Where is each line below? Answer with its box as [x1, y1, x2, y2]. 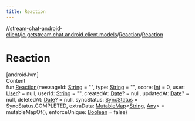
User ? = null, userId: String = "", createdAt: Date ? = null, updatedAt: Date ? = [6, 89, 190, 97]
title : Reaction [6, 8, 46, 15]
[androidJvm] [6, 71, 39, 78]
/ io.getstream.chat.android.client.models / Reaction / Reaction [19, 31, 163, 38]
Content [6, 77, 26, 84]
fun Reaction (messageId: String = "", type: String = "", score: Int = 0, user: [6, 83, 185, 90]
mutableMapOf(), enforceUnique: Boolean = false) [6, 108, 127, 115]
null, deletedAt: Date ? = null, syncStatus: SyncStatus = [6, 96, 138, 103]
